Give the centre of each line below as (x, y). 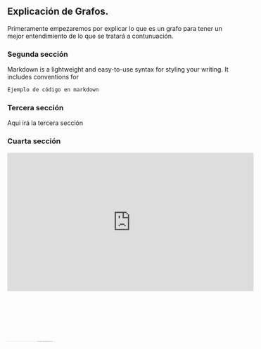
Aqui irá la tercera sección (45, 123)
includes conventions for (43, 77)
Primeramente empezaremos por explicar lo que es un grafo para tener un (115, 28)
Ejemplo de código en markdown (53, 90)
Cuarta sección (34, 141)
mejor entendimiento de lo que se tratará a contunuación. (90, 36)
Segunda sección (38, 54)
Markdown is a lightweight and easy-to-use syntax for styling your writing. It (118, 70)
